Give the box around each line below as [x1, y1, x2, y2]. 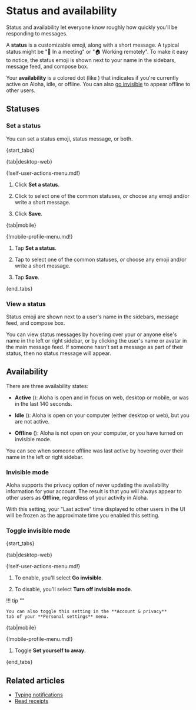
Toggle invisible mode [6, 526, 71, 535]
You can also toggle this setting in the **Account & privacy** [6, 608, 167, 615]
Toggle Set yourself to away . [14, 647, 87, 654]
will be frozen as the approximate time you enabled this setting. [6, 512, 160, 519]
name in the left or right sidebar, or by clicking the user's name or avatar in [6, 337, 187, 344]
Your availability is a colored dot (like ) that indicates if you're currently [6, 74, 179, 81]
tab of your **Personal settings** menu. [6, 614, 109, 620]
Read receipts [14, 698, 49, 705]
